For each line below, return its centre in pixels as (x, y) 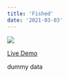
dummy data (25, 66)
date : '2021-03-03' (35, 20)
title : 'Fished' (30, 14)
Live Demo (22, 53)
